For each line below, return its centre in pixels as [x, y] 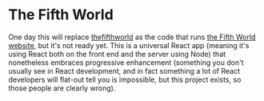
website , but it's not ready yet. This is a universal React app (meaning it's [129, 45]
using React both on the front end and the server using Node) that [117, 54]
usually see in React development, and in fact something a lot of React [124, 71]
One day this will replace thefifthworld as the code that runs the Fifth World [132, 37]
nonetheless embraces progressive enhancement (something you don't [126, 63]
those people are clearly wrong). [62, 88]
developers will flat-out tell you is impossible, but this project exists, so [125, 79]
